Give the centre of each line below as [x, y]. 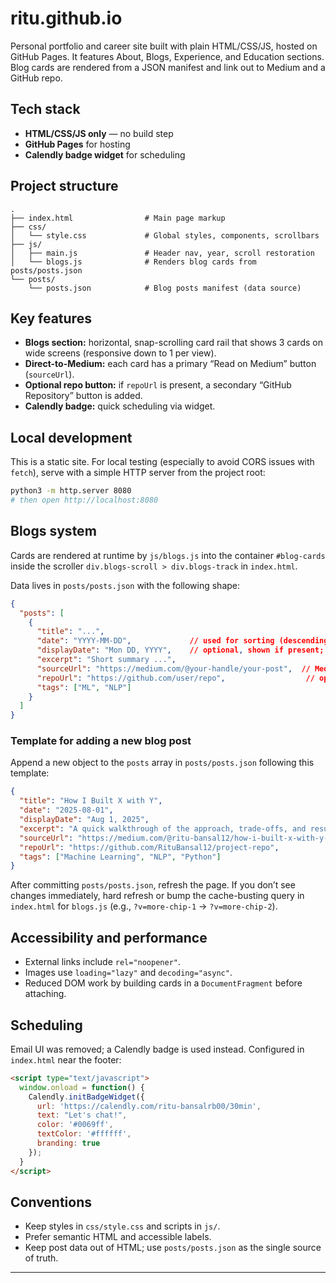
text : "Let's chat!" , [82, 1115]
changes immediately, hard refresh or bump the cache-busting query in [157, 896]
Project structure [64, 186]
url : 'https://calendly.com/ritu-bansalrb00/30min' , [149, 1106]
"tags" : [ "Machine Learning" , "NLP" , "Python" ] [120, 857]
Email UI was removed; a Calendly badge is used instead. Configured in [157, 1049]
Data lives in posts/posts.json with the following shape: [125, 585]
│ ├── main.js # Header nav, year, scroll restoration [162, 253]
